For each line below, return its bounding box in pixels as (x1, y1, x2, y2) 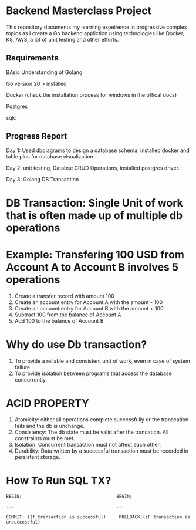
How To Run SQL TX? (6, 474, 111, 487)
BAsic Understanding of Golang (6, 69, 83, 76)
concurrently (14, 376, 46, 383)
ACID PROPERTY (6, 396, 90, 410)
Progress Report (6, 131, 67, 141)
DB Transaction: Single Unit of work (6, 196, 183, 210)
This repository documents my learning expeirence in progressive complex (6, 23, 187, 31)
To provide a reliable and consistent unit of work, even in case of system (14, 357, 190, 364)
